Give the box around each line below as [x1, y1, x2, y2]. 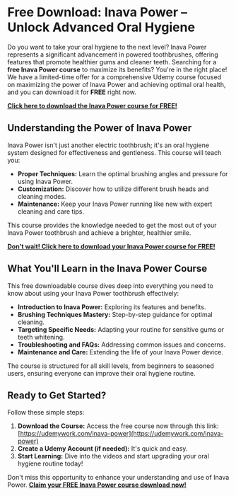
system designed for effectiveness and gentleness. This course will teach [7, 148, 222, 156]
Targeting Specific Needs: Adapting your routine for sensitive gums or [17, 325, 225, 333]
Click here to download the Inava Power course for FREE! [7, 101, 178, 110]
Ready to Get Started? [7, 389, 107, 401]
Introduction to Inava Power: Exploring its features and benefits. [17, 302, 206, 311]
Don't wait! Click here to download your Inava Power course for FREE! [7, 242, 216, 250]
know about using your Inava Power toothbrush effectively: [7, 289, 179, 297]
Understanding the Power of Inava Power [7, 122, 192, 134]
